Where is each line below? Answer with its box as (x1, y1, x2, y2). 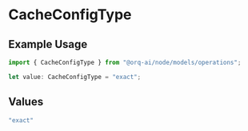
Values (8, 95, 44, 109)
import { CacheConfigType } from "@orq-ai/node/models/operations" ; (8, 58, 242, 66)
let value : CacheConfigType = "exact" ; (8, 73, 142, 81)
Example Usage (8, 38, 88, 51)
